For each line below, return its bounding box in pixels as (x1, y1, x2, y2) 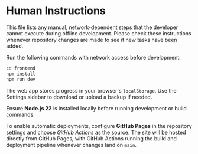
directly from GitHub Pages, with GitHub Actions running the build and (6, 135, 177, 142)
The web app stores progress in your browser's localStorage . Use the (6, 87, 177, 94)
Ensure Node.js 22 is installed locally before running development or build (6, 104, 187, 112)
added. (6, 42, 24, 50)
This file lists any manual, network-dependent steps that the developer (6, 24, 178, 31)
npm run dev (6, 76, 35, 82)
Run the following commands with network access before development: (6, 54, 181, 61)
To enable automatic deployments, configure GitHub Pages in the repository (6, 122, 192, 129)
